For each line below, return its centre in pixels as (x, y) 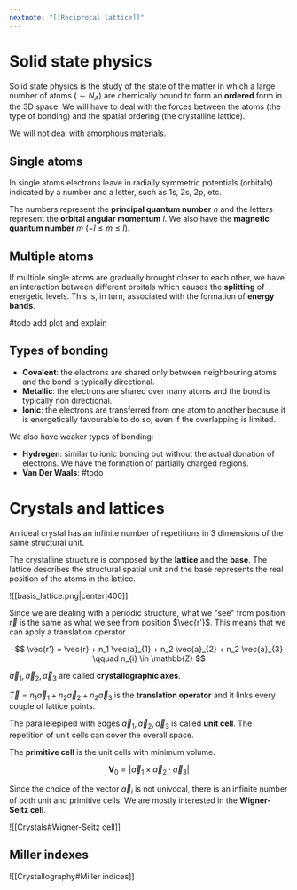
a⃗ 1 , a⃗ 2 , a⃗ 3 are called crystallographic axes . (95, 677)
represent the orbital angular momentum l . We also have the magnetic (140, 219)
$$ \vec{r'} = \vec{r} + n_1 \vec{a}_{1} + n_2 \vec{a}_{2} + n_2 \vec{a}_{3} (149, 649)
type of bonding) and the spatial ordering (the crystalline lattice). (127, 116)
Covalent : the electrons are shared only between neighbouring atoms (149, 372)
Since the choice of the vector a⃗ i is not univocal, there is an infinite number (148, 789)
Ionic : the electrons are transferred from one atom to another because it (154, 410)
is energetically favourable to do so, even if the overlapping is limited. (149, 419)
